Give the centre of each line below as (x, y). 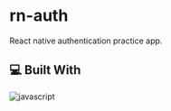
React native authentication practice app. (86, 41)
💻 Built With (45, 70)
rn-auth (39, 16)
